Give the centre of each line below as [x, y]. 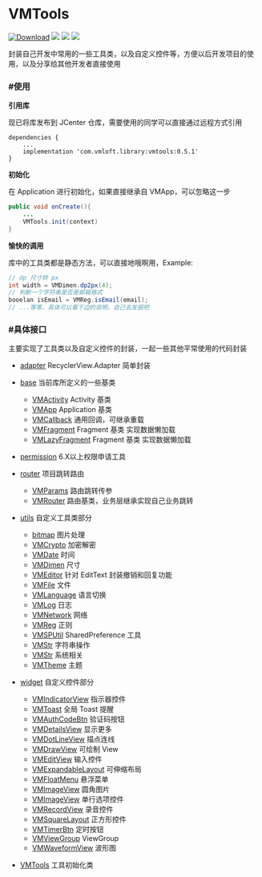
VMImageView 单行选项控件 [78, 799]
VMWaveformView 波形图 [74, 848]
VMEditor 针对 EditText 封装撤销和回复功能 [102, 575]
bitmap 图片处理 [58, 535]
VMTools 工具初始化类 [56, 865]
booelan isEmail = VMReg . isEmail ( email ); [79, 300]
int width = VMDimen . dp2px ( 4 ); [60, 285]
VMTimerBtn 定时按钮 [68, 830]
